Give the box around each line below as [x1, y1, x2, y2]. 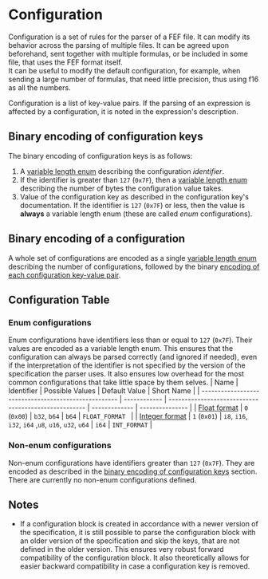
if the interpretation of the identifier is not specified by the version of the [8, 360, 246, 370]
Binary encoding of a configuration [8, 232, 186, 246]
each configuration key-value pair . [8, 270, 121, 280]
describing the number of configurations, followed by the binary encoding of [8, 262, 260, 271]
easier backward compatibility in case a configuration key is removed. [19, 561, 250, 571]
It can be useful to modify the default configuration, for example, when [8, 65, 241, 75]
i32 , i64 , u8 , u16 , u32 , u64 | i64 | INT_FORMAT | [8, 420, 153, 430]
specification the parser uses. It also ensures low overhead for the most [8, 369, 245, 379]
